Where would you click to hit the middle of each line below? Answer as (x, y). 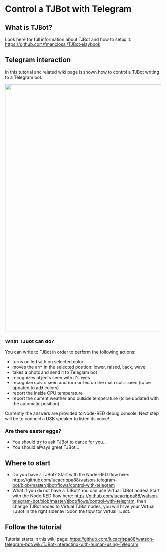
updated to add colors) (36, 388)
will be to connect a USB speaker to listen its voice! (57, 419)
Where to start (28, 463)
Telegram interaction (38, 60)
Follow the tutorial (34, 527)
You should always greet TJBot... (46, 447)
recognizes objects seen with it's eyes (51, 378)
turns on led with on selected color (48, 362)
